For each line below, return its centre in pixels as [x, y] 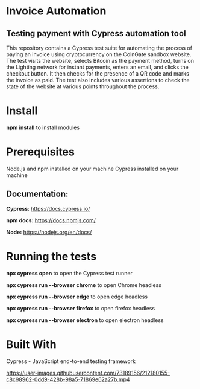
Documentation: [37, 194]
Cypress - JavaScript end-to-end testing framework [71, 361]
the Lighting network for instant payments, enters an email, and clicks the [97, 67]
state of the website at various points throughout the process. [83, 86]
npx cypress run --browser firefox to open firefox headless [81, 308]
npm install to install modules [43, 127]
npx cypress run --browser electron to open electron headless [85, 320]
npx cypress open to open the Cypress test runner [69, 273]
